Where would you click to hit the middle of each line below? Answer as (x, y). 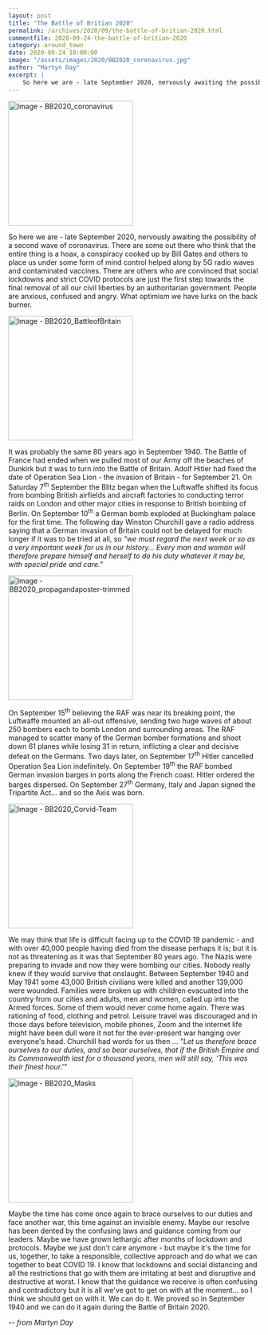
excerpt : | (26, 75)
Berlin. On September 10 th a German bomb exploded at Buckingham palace (132, 513)
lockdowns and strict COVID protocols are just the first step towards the (126, 279)
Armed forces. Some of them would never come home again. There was (127, 1008)
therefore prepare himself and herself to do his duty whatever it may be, (127, 556)
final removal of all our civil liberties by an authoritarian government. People (132, 287)
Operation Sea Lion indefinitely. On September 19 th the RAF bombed (120, 765)
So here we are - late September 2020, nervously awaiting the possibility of (132, 237)
